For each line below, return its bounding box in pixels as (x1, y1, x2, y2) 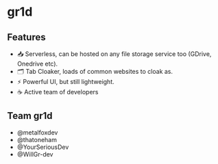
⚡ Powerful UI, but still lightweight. (16, 78, 114, 85)
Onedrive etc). (16, 59, 58, 68)
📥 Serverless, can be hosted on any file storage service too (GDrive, (16, 50, 212, 58)
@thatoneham (16, 135, 57, 143)
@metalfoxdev (16, 128, 58, 137)
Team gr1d (7, 110, 53, 122)
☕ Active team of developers (16, 88, 99, 96)
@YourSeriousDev (16, 143, 69, 151)
